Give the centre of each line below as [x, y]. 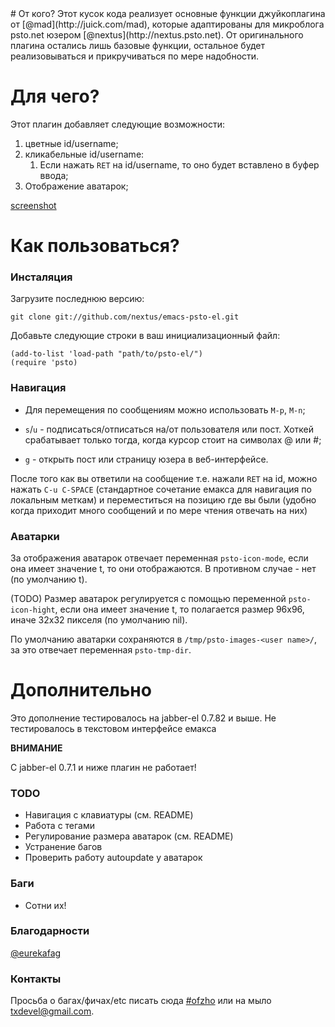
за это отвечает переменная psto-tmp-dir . [101, 650]
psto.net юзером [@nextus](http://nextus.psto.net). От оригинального [157, 35]
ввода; [54, 175]
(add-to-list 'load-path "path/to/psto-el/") [106, 354]
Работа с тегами [60, 826]
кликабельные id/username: [84, 154]
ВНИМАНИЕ [36, 748]
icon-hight [33, 610]
